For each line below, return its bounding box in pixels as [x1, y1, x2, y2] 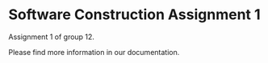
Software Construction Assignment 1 [8, 6, 261, 24]
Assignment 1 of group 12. [8, 32, 95, 41]
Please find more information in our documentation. [8, 47, 180, 57]
